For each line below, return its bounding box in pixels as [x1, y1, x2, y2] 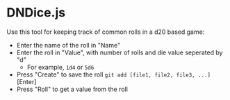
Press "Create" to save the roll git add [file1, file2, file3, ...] [16, 70, 211, 79]
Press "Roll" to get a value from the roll [16, 85, 128, 93]
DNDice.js [6, 5, 66, 21]
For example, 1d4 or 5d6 [26, 63, 95, 71]
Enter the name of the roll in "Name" [16, 41, 121, 49]
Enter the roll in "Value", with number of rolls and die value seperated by [16, 48, 223, 57]
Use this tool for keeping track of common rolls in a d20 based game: [6, 28, 205, 36]
